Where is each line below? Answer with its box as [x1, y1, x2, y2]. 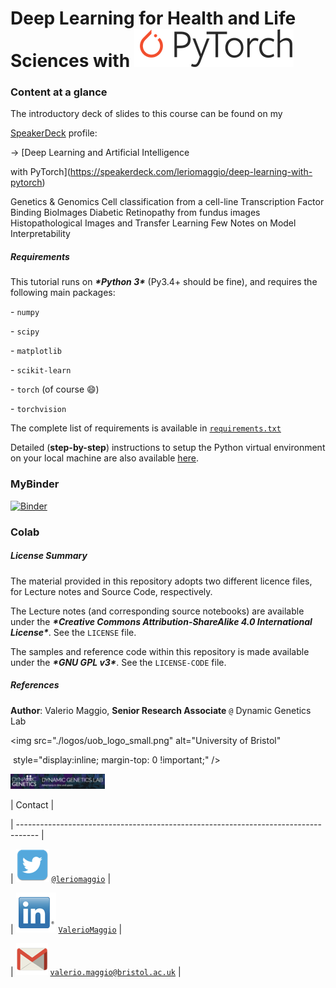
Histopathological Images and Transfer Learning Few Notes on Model [10, 217, 297, 229]
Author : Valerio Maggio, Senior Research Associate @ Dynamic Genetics [10, 704, 312, 716]
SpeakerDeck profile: [10, 127, 98, 139]
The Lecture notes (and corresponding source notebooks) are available [10, 605, 305, 617]
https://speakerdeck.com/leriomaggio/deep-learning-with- [69, 166, 313, 178]
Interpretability [10, 228, 71, 240]
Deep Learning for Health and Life [10, 7, 297, 30]
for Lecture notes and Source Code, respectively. [10, 585, 213, 597]
